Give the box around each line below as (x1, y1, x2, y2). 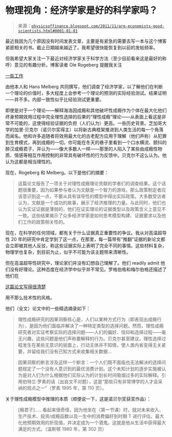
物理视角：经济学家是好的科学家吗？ (5, 5, 158, 16)
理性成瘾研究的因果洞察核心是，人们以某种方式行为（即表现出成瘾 (17, 316, 157, 322)
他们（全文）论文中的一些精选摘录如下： (5, 305, 91, 311)
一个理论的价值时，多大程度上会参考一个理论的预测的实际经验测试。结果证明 (5, 90, 167, 96)
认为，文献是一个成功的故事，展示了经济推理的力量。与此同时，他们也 (17, 200, 166, 206)
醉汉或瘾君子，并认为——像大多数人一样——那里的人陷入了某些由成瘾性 (5, 146, 158, 152)
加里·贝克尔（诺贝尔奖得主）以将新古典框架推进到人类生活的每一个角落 (14, 126, 164, 132)
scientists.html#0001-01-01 (17, 28, 78, 33)
